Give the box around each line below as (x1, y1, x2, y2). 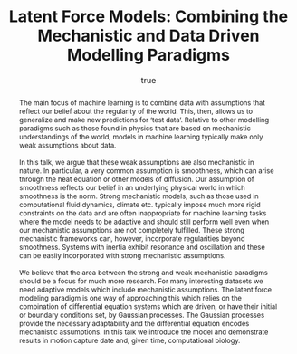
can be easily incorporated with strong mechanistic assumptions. (18, 251, 226, 260)
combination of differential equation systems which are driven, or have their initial (18, 301, 278, 311)
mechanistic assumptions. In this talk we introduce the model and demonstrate (18, 327, 269, 337)
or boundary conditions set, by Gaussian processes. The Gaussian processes (18, 310, 265, 320)
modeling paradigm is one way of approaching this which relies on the (18, 292, 243, 302)
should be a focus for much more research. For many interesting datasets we (18, 276, 263, 286)
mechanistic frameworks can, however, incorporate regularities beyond (18, 234, 245, 244)
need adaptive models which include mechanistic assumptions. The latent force (18, 284, 273, 294)
